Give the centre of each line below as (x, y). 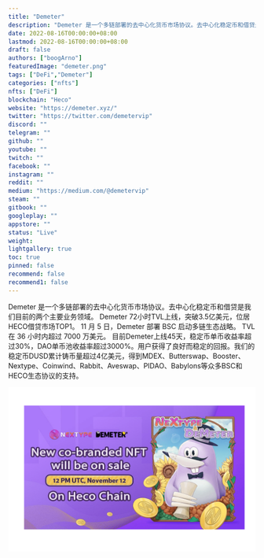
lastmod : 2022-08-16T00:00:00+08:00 (68, 42)
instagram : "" (31, 174)
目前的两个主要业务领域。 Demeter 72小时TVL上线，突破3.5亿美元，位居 (132, 316)
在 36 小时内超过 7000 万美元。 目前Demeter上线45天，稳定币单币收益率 (126, 336)
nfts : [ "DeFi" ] (33, 91)
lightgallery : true (40, 249)
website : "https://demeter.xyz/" (63, 108)
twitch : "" (26, 157)
